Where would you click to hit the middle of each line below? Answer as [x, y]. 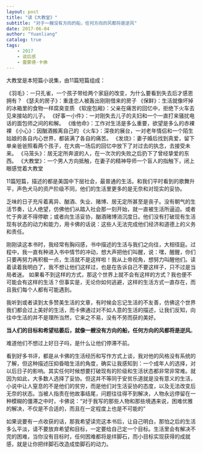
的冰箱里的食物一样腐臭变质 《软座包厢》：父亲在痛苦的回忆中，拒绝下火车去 [100, 108]
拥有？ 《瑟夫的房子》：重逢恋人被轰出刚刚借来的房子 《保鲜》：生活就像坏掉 [100, 101]
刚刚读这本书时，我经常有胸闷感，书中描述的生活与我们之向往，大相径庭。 [98, 244]
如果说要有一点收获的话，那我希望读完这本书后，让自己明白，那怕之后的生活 [101, 421]
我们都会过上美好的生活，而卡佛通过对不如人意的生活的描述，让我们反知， [98, 310]
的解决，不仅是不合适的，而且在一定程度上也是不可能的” [76, 408]
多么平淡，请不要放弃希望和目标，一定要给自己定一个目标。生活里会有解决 [98, 429]
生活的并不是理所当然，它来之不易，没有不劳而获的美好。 [88, 317]
